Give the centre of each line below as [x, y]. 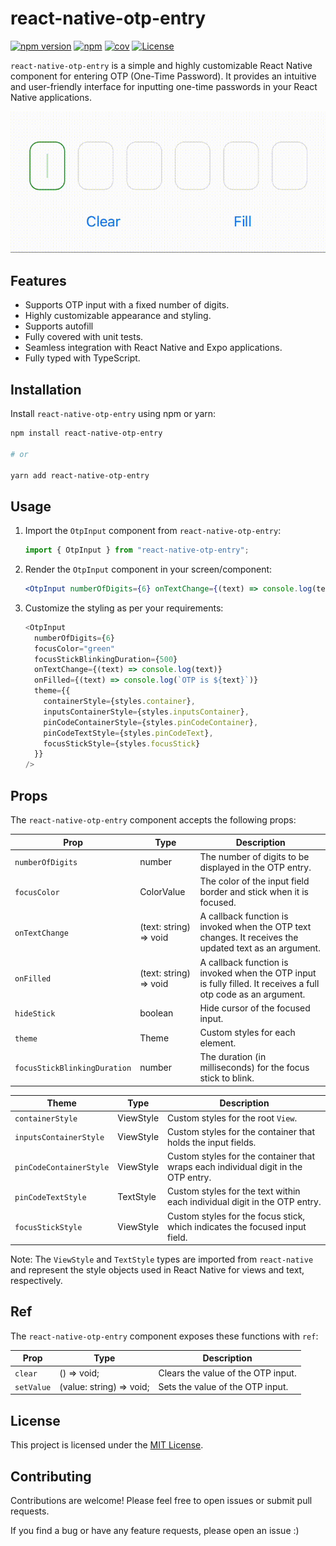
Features [38, 280]
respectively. [36, 1281]
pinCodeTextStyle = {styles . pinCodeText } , [128, 733]
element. [218, 1043]
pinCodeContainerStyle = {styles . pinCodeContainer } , [151, 722]
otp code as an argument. [252, 994]
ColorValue [162, 892]
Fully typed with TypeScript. [82, 358]
